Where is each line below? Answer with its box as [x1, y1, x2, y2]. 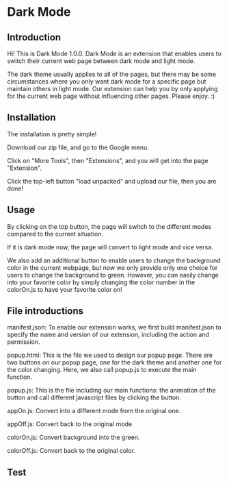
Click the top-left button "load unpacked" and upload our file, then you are [7, 177, 217, 185]
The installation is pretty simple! [7, 129, 97, 138]
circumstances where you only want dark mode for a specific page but [7, 77, 206, 86]
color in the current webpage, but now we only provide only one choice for [7, 263, 218, 271]
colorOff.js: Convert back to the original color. [7, 447, 135, 455]
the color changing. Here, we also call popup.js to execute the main [7, 366, 197, 374]
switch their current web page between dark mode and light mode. [7, 57, 196, 65]
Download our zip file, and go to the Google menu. [7, 143, 149, 151]
